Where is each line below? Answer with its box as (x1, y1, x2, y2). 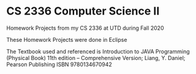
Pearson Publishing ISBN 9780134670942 (6, 61, 112, 68)
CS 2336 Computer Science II (6, 4, 160, 18)
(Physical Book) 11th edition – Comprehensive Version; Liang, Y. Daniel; (6, 54, 186, 61)
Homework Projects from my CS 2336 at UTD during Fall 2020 (6, 24, 164, 32)
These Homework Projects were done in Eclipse (6, 36, 127, 43)
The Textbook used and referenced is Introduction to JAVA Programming (6, 47, 190, 55)
